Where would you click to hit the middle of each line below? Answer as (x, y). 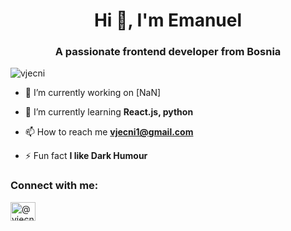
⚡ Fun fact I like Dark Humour (86, 156)
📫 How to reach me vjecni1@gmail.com (109, 132)
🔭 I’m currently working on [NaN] (93, 93)
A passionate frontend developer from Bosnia (168, 52)
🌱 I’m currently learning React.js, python (109, 112)
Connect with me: (54, 186)
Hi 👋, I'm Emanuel (168, 20)
